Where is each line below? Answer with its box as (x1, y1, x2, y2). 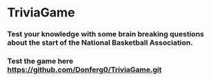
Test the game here (7, 56, 74, 66)
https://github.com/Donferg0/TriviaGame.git (7, 65, 163, 75)
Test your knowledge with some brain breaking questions (7, 30, 204, 39)
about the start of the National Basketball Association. (7, 38, 194, 47)
